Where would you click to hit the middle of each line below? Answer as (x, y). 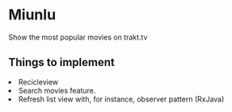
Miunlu (32, 15)
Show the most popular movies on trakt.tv (78, 37)
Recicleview (39, 81)
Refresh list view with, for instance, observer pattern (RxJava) (122, 99)
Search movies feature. (57, 90)
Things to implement (61, 62)
